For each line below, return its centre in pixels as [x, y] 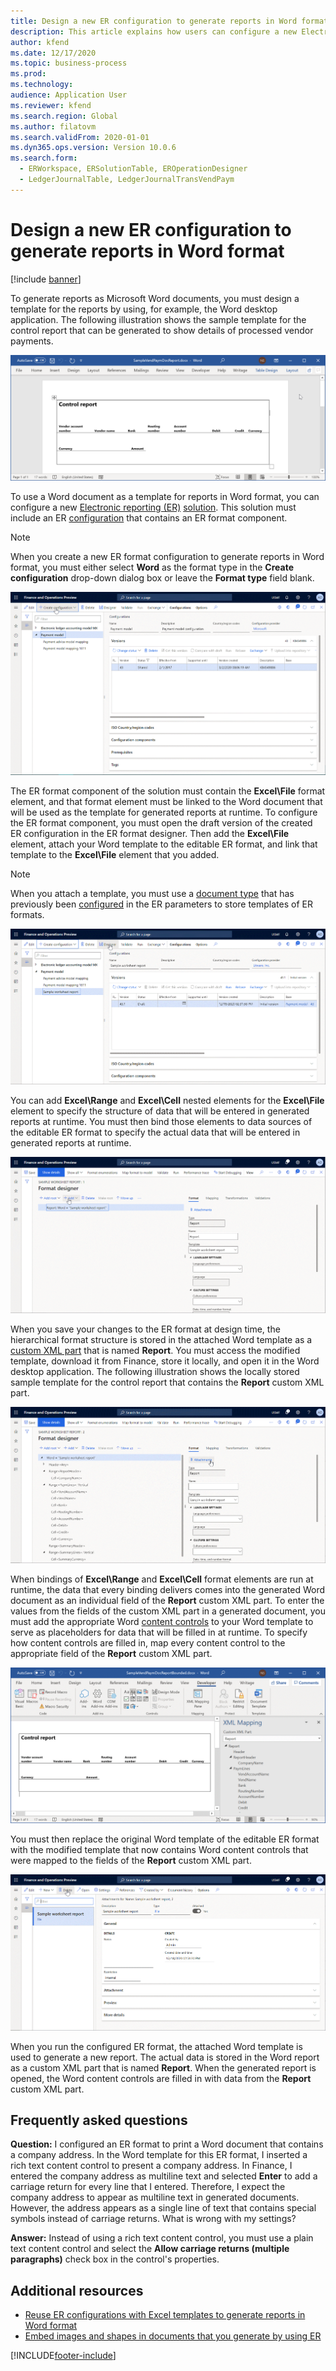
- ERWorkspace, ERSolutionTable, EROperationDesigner [133, 169]
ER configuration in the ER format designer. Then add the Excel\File [150, 833]
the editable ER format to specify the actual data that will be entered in [155, 1132]
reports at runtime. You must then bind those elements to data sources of [161, 1122]
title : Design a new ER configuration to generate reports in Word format [169, 21]
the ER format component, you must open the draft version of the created [161, 822]
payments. [32, 341]
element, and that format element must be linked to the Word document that [166, 801]
